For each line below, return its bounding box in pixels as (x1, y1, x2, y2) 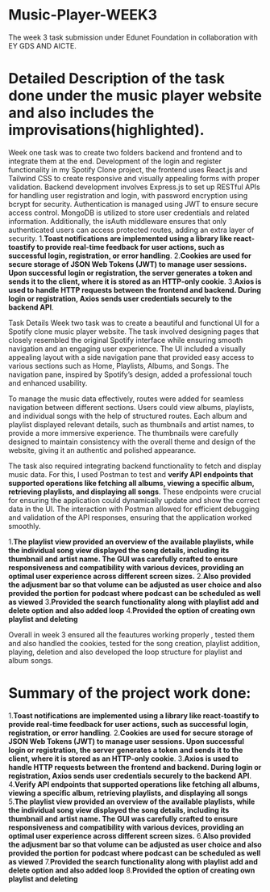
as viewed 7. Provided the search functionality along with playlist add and (8, 856, 258, 866)
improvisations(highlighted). (8, 121, 205, 139)
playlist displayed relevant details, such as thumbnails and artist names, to (8, 419, 255, 429)
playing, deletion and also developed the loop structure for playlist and (8, 647, 243, 657)
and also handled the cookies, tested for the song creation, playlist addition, (8, 638, 260, 648)
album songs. (8, 655, 54, 665)
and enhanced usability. (8, 378, 88, 387)
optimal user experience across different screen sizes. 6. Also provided (8, 831, 251, 840)
